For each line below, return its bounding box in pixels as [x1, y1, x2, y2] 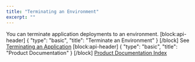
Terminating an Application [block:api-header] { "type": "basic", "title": [6, 43, 178, 50]
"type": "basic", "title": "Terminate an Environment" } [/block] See [30, 37, 190, 44]
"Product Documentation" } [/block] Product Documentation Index [6, 49, 167, 56]
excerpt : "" [6, 14, 35, 20]
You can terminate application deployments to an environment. [6, 30, 159, 37]
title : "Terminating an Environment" [6, 8, 99, 15]
